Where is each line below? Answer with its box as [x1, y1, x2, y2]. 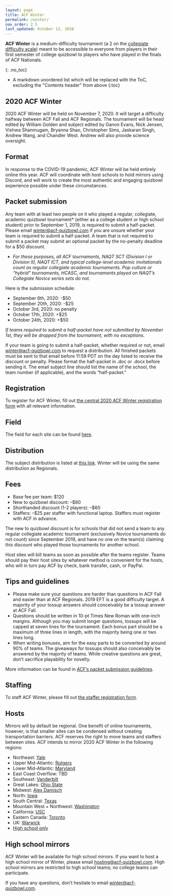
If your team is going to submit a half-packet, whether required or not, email [5, 342, 165, 348]
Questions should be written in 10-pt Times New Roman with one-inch [12, 613, 160, 619]
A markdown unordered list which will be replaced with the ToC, [12, 77, 148, 83]
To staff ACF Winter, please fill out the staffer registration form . [5, 694, 138, 701]
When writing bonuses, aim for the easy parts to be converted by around [12, 640, 166, 646]
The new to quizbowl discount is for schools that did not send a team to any [5, 525, 165, 531]
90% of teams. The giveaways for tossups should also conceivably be [12, 645, 161, 651]
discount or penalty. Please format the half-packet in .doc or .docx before [5, 358, 160, 364]
